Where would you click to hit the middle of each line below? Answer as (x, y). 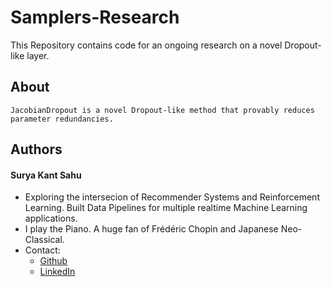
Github (53, 261)
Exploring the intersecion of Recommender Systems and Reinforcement (172, 197)
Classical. (44, 240)
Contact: (42, 250)
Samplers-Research (95, 17)
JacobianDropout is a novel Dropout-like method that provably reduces (162, 110)
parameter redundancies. (62, 119)
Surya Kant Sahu (46, 175)
